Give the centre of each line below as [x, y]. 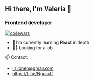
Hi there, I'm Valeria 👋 [38, 9]
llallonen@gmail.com [33, 68]
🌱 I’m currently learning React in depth [51, 42]
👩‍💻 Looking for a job [32, 47]
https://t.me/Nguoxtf [32, 73]
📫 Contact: [16, 57]
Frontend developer [29, 23]
